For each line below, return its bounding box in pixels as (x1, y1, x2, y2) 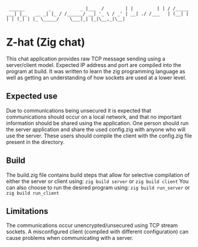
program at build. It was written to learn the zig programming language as (6, 68, 186, 75)
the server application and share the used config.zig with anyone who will (6, 126, 186, 133)
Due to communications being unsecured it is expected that (6, 107, 152, 114)
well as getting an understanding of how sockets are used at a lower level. (6, 74, 187, 81)
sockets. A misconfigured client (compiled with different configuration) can (6, 228, 189, 235)
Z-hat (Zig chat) (6, 36, 86, 49)
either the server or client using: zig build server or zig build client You (6, 178, 189, 185)
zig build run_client (6, 190, 60, 196)
